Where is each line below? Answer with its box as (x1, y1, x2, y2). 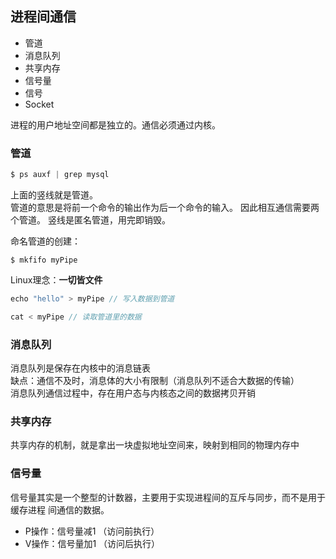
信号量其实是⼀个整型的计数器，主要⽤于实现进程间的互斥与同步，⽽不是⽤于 (10, 491, 326, 503)
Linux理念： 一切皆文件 (10, 273, 103, 286)
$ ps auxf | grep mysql (10, 170, 110, 180)
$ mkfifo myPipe (10, 255, 78, 265)
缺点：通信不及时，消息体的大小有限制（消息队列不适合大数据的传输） (10, 375, 300, 387)
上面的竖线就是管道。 (10, 188, 98, 201)
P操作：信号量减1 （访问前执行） (24, 525, 160, 537)
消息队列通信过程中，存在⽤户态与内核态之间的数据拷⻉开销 (10, 387, 256, 399)
